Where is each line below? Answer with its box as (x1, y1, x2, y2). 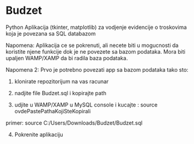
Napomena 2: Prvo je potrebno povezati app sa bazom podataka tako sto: (5, 66, 189, 73)
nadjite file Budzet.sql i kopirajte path (14, 89, 107, 96)
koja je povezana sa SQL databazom (5, 30, 96, 37)
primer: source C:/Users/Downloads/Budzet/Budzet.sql (5, 119, 143, 127)
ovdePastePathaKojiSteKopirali (14, 107, 91, 114)
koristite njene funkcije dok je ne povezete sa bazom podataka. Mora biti (5, 48, 186, 55)
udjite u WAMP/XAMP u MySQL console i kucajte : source (14, 101, 158, 108)
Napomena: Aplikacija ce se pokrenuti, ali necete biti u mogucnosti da (5, 42, 179, 49)
